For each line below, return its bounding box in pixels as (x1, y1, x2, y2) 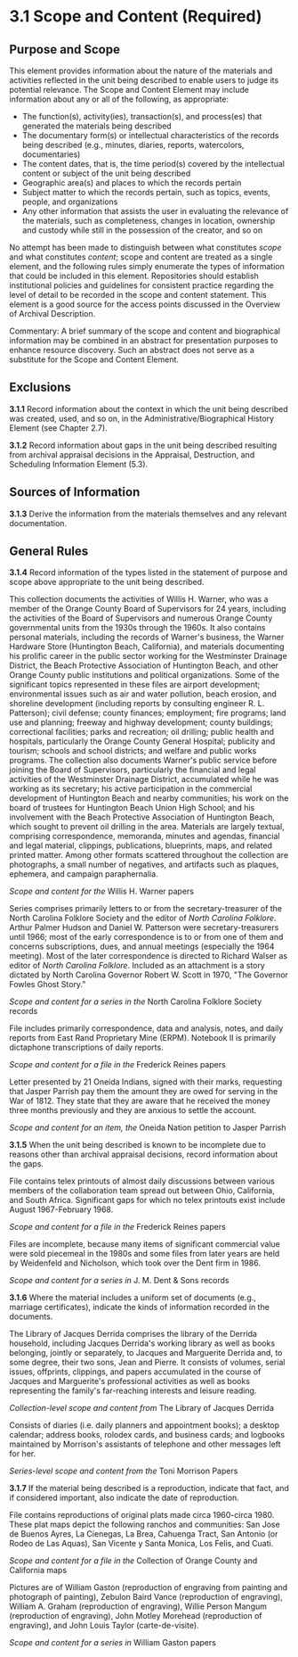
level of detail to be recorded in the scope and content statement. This (9, 290, 267, 300)
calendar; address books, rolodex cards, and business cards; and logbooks (9, 1430, 286, 1440)
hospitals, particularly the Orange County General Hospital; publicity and (9, 736, 276, 746)
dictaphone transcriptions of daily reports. (9, 1042, 164, 1053)
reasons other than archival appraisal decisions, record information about (9, 1149, 278, 1160)
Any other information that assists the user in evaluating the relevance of (21, 206, 289, 216)
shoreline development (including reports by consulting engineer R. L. (9, 698, 265, 709)
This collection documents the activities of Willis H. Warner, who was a (9, 594, 269, 605)
